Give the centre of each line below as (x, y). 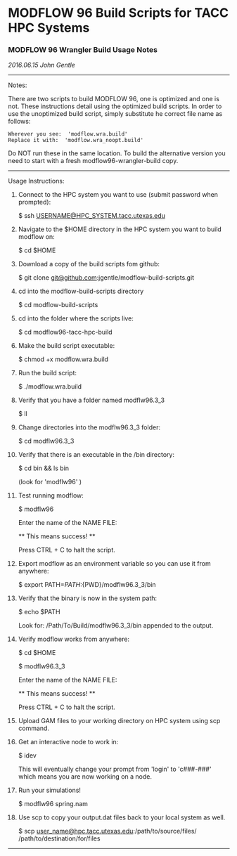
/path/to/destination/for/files (59, 838)
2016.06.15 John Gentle (42, 65)
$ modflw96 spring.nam (53, 804)
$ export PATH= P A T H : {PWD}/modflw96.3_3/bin (87, 585)
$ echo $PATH (39, 612)
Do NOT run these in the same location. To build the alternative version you (117, 153)
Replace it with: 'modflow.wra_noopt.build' (76, 141)
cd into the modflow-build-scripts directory (81, 291)
